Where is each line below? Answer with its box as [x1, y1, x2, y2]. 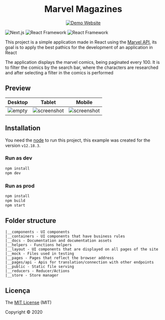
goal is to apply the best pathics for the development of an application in [5, 44, 153, 50]
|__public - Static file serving [5, 264, 74, 269]
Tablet [40, 99, 56, 106]
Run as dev [5, 155, 33, 161]
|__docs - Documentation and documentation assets [5, 238, 112, 243]
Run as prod [5, 182, 35, 189]
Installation [5, 124, 41, 132]
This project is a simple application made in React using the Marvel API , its [5, 39, 157, 45]
